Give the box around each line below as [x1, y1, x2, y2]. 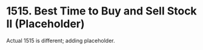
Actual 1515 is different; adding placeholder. [6, 37, 115, 44]
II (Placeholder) [6, 17, 85, 31]
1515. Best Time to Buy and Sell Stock [6, 4, 197, 18]
